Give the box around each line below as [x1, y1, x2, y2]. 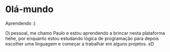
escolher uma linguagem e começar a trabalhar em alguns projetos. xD [5, 40, 154, 46]
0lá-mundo [5, 4, 54, 15]
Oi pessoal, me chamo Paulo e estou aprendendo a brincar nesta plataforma [5, 30, 165, 36]
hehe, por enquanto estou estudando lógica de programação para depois [5, 35, 159, 41]
